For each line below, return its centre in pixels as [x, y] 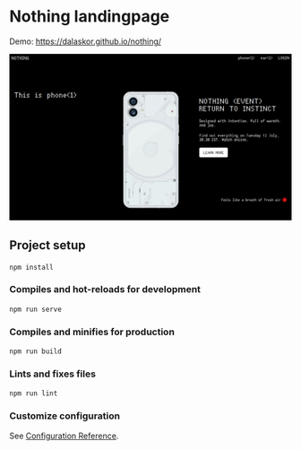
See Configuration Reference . [64, 436]
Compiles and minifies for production [92, 332]
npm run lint [34, 394]
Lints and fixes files [53, 374]
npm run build [36, 351]
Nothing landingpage [90, 17]
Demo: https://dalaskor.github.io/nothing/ [86, 41]
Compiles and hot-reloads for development [105, 290]
